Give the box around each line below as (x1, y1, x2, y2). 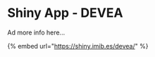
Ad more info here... (7, 28, 66, 37)
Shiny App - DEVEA (7, 5, 123, 21)
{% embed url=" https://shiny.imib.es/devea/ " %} (7, 42, 149, 50)
